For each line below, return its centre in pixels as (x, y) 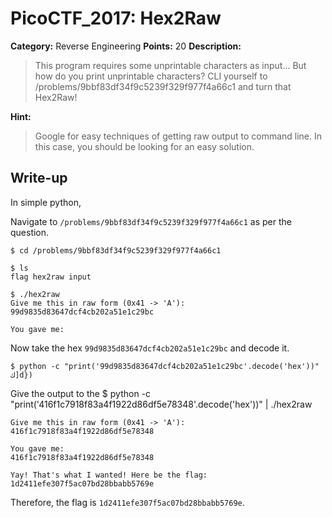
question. (30, 232)
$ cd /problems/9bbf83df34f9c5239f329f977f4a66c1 (116, 250)
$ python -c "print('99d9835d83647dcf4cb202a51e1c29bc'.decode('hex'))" (165, 366)
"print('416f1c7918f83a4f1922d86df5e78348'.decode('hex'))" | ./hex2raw (161, 404)
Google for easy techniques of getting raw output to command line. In (178, 136)
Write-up (39, 178)
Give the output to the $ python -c (81, 393)
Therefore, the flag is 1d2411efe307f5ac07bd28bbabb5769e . (127, 502)
